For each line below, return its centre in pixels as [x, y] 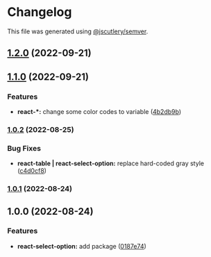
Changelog [40, 12]
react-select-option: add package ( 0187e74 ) [82, 246]
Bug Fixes [24, 148]
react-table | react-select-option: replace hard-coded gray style [111, 163]
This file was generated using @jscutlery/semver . [78, 31]
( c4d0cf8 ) [32, 171]
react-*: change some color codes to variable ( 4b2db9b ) [99, 112]
